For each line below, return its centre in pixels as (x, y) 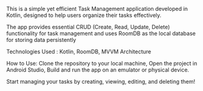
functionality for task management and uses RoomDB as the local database (101, 33)
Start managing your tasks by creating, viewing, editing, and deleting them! (101, 82)
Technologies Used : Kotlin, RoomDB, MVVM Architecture (79, 52)
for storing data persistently (41, 40)
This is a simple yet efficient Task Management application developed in (97, 9)
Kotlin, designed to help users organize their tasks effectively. (84, 15)
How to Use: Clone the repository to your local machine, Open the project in (102, 63)
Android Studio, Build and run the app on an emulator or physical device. (98, 70)
